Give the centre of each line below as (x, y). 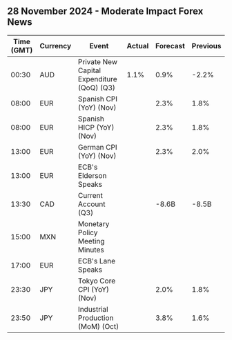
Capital (90, 70)
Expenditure (98, 79)
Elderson (93, 175)
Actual (138, 46)
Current (91, 195)
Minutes (91, 250)
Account (92, 204)
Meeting (91, 241)
